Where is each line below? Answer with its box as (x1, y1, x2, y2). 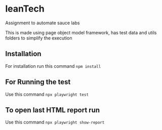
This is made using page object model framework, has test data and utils (5, 29, 157, 35)
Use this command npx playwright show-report (5, 119, 105, 125)
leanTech (5, 3, 45, 15)
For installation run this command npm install (5, 63, 101, 69)
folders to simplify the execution (5, 35, 72, 41)
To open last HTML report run (5, 106, 100, 114)
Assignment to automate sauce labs (5, 20, 80, 26)
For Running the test (5, 78, 71, 86)
